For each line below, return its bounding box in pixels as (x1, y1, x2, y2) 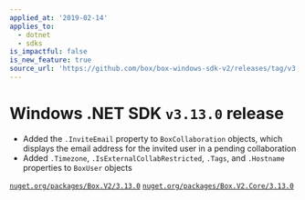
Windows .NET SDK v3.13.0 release (9, 104, 285, 124)
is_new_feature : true (9, 55, 92, 65)
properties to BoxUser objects (22, 162, 132, 173)
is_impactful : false (9, 47, 89, 56)
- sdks (17, 38, 43, 48)
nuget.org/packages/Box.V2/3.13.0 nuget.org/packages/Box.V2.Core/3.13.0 (9, 181, 294, 191)
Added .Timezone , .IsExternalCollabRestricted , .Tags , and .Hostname (22, 152, 285, 164)
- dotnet (17, 30, 51, 39)
